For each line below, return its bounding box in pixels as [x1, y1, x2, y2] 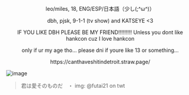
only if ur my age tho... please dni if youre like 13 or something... [21, 47, 179, 54]
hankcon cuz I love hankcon [66, 35, 135, 42]
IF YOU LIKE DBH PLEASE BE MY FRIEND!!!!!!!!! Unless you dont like [17, 29, 184, 36]
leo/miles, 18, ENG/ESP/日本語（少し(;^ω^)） [45, 5, 155, 12]
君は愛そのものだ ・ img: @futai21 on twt [20, 82, 125, 89]
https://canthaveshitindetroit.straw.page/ [49, 59, 151, 65]
